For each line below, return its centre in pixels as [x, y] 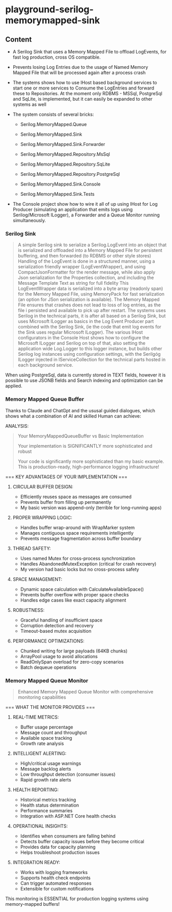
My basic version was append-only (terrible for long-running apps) [91, 507]
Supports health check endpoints [56, 878]
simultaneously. [29, 220]
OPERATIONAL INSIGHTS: [40, 826]
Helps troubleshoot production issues [60, 852]
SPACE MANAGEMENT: [37, 579]
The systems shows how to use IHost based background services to [85, 83]
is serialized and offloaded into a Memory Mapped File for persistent [90, 250]
